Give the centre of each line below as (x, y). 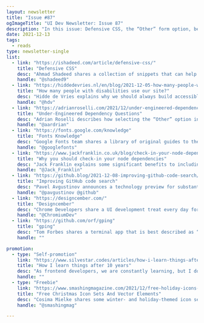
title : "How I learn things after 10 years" (74, 266)
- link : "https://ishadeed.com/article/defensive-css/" (84, 63)
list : (13, 57)
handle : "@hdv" (36, 102)
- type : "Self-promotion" (45, 254)
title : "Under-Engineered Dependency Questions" (80, 114)
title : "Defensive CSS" (47, 68)
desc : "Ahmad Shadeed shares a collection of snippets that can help (107, 74)
